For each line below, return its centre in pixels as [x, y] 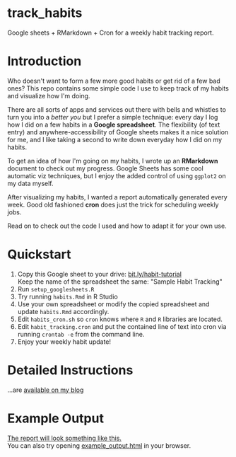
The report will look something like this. [65, 438]
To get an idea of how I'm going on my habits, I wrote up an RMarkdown [113, 161]
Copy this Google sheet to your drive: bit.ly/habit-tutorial [100, 274]
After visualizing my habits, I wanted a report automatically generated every [117, 197]
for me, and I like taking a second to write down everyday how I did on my [115, 139]
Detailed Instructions [70, 370]
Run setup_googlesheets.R [56, 289]
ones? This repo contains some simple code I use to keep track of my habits [118, 88]
